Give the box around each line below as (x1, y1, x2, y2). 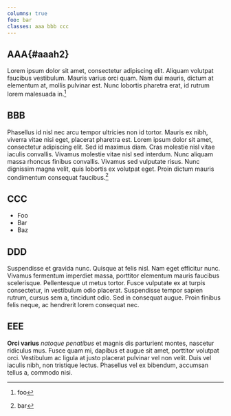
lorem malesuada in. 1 (7, 89, 67, 98)
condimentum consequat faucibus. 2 (7, 171, 109, 181)
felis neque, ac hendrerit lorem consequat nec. (7, 300, 140, 309)
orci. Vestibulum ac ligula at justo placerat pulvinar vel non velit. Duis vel (7, 353, 212, 362)
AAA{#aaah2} (7, 48, 69, 60)
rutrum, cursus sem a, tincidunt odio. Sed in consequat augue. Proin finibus (7, 293, 221, 302)
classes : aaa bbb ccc (7, 23, 69, 30)
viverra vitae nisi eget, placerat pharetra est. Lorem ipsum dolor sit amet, (7, 135, 213, 143)
